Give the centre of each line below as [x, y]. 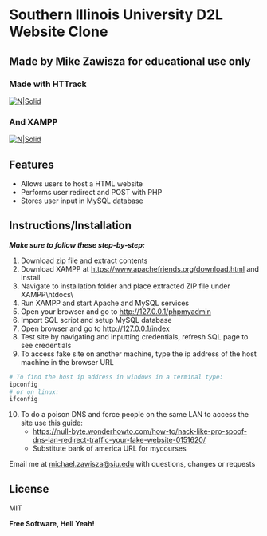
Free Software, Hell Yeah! [52, 524]
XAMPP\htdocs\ [47, 294]
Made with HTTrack [48, 84]
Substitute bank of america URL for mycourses [109, 448]
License [29, 489]
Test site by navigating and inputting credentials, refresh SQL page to [134, 336]
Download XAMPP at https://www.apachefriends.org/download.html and [140, 268]
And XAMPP [33, 121]
